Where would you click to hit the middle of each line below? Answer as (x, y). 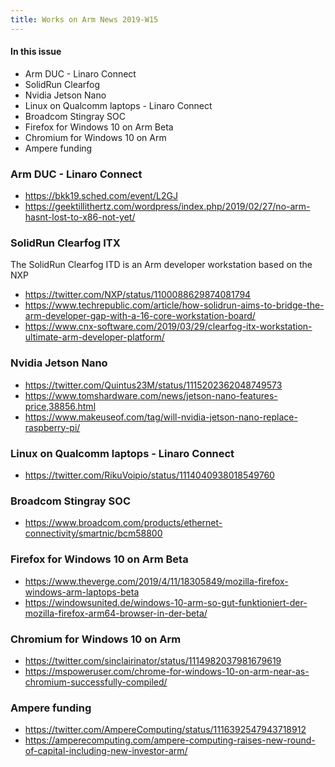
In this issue (36, 52)
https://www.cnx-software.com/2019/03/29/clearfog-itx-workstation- (168, 327)
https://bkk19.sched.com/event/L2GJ (101, 196)
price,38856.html (60, 406)
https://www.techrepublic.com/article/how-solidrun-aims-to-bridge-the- (174, 305)
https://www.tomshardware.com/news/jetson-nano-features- (151, 395)
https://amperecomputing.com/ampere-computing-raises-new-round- (170, 740)
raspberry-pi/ (52, 427)
